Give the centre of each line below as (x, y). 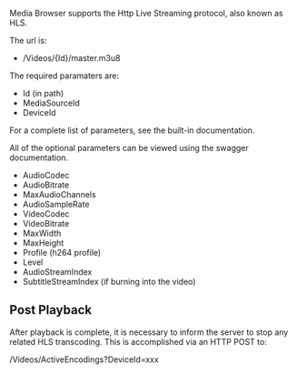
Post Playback (51, 310)
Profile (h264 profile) (62, 253)
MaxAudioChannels (59, 194)
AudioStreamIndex (57, 272)
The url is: (28, 40)
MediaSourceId (51, 103)
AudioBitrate (46, 185)
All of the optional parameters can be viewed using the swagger (129, 148)
